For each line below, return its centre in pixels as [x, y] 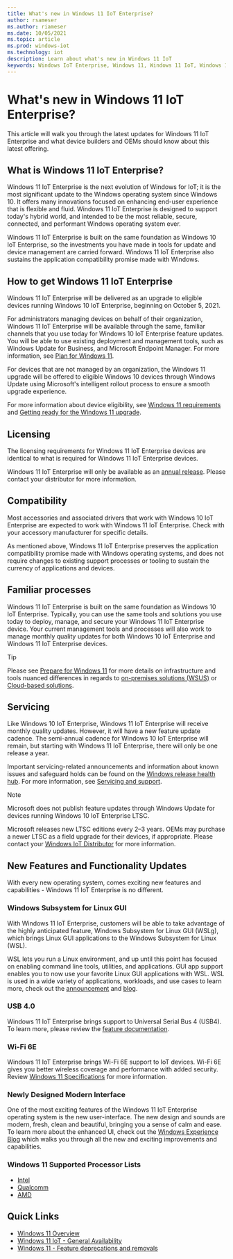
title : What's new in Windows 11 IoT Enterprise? [80, 14]
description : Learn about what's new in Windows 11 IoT [89, 59]
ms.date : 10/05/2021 [37, 33]
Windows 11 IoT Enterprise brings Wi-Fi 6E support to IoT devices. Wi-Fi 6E [114, 1062]
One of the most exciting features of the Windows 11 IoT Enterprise [102, 1110]
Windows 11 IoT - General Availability [70, 1240]
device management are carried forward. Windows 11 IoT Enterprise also [111, 252]
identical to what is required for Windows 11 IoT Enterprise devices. [103, 458]
